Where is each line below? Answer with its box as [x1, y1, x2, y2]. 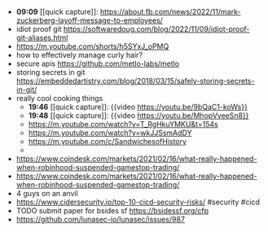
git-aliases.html [15, 33, 68, 42]
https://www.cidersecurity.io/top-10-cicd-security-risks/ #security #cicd [15, 197, 261, 207]
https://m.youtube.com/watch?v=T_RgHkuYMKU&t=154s [28, 120, 218, 129]
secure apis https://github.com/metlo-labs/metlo [15, 59, 180, 68]
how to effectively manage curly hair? [15, 50, 143, 59]
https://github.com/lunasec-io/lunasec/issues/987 [15, 215, 186, 224]
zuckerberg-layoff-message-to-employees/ [15, 15, 163, 25]
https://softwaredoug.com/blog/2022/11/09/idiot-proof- [64, 24, 250, 33]
